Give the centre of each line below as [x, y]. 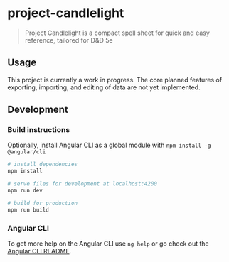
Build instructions [39, 130]
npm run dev [25, 191]
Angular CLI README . [39, 251]
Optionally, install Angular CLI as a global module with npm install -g [109, 145]
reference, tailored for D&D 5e [69, 40]
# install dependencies [43, 165]
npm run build [28, 210]
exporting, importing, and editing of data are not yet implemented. [104, 87]
